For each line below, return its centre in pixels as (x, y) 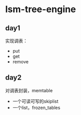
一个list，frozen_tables (36, 107)
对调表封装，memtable (29, 90)
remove (21, 62)
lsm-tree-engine (40, 9)
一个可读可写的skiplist (35, 101)
